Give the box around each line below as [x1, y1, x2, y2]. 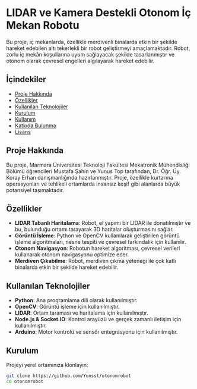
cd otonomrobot [6, 378, 44, 384]
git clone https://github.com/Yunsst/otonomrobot [6, 373, 132, 379]
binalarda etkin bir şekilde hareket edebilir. [14, 263, 119, 271]
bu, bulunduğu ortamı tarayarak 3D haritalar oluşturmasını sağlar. [14, 226, 174, 233]
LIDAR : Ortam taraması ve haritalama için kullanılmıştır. [14, 309, 148, 316]
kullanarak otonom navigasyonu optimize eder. [14, 251, 129, 258]
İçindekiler [6, 74, 46, 84]
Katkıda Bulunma [14, 122, 56, 129]
